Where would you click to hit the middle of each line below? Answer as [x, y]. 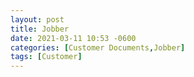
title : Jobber [40, 29]
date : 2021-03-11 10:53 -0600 [73, 38]
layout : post [37, 19]
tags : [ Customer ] [46, 57]
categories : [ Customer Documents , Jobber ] [98, 47]
